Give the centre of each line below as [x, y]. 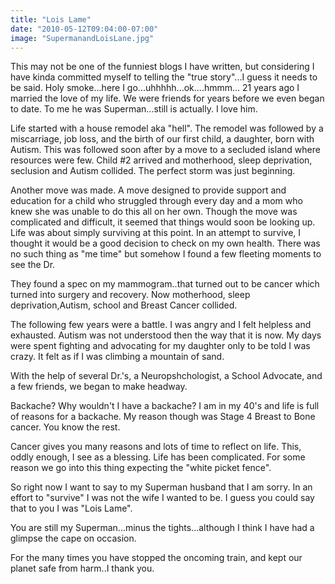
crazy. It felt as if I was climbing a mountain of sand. [117, 357]
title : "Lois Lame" [51, 19]
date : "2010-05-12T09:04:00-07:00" [84, 29]
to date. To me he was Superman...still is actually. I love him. [134, 109]
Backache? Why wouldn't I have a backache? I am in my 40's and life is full [165, 406]
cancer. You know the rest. [65, 427]
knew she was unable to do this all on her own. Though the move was [154, 212]
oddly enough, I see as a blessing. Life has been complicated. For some [158, 457]
